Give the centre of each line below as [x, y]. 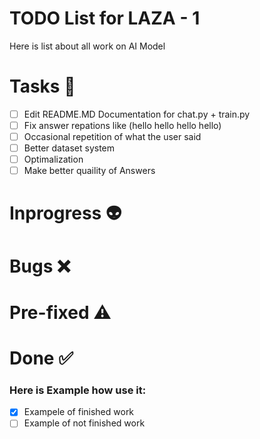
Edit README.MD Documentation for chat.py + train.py [137, 114]
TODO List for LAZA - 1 [105, 18]
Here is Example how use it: [78, 390]
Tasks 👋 [42, 86]
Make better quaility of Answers [89, 171]
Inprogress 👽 [65, 213]
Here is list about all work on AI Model [87, 46]
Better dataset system [69, 148]
